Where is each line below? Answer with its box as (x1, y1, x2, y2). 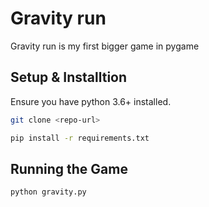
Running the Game (10, 160, 128, 177)
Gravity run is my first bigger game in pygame (10, 40, 200, 52)
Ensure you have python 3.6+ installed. (10, 95, 172, 107)
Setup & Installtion (10, 69, 128, 86)
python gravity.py (10, 187, 87, 197)
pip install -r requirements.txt (10, 133, 150, 143)
